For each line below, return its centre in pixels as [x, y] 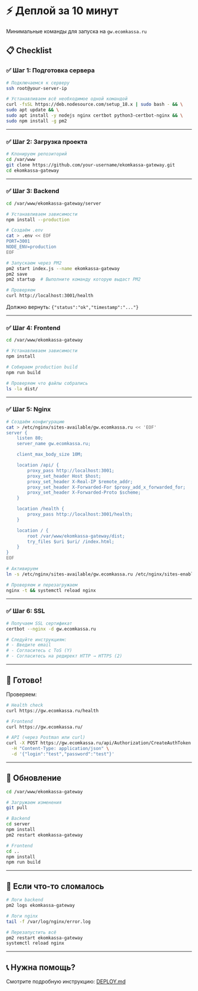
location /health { [41, 509]
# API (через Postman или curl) [46, 738]
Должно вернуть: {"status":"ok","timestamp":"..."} [72, 307]
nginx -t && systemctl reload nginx [51, 590]
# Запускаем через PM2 [34, 263]
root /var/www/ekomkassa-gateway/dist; [76, 536]
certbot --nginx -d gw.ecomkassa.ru [51, 629]
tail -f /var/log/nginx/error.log [49, 921]
